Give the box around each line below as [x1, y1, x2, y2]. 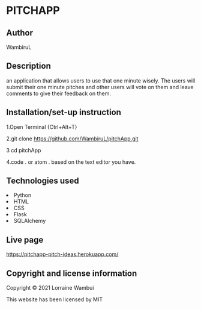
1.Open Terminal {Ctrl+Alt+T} [6, 123, 77, 130]
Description [6, 61, 51, 71]
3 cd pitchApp [6, 146, 41, 154]
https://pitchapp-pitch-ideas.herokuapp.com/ [6, 251, 119, 258]
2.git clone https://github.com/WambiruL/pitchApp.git [6, 135, 139, 142]
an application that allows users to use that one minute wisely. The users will [6, 76, 196, 84]
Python [14, 192, 32, 199]
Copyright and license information [6, 268, 137, 278]
